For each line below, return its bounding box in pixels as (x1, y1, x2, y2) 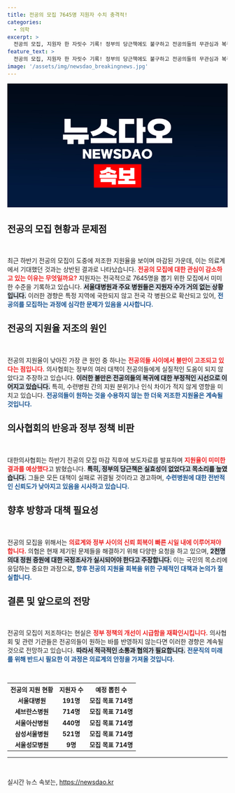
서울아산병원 (15, 718, 49, 727)
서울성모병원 (15, 741, 49, 749)
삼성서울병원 (15, 729, 49, 738)
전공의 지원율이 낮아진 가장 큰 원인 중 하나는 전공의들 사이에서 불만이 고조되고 (7, 356, 218, 364)
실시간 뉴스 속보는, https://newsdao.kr (7, 778, 114, 786)
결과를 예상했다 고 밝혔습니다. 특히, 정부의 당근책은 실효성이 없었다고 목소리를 (7, 464, 215, 472)
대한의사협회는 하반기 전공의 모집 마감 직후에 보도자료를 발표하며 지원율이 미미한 (7, 456, 226, 464)
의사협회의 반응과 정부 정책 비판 (7, 422, 135, 434)
